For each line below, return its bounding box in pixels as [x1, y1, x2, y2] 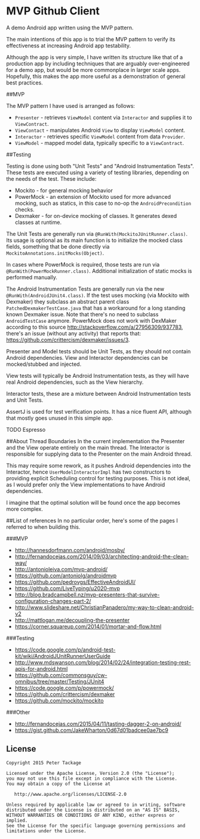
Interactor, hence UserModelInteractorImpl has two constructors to [6, 468, 171, 475]
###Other [6, 708, 30, 716]
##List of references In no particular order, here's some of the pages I [6, 517, 178, 524]
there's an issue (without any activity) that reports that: [6, 329, 141, 337]
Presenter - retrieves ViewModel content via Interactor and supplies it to [14, 114, 192, 121]
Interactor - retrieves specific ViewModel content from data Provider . [14, 133, 185, 140]
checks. [14, 205, 35, 213]
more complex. [6, 505, 43, 513]
